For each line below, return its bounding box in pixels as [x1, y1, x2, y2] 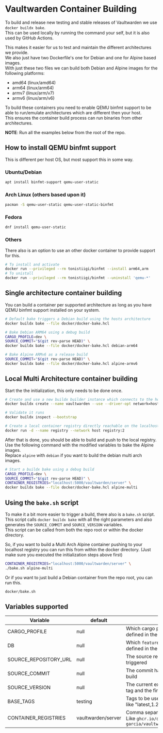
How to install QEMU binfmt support [5, 143, 116, 152]
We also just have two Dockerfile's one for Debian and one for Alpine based [5, 54, 156, 60]
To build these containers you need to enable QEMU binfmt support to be [5, 105, 152, 110]
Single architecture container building [5, 289, 122, 297]
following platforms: [5, 70, 45, 76]
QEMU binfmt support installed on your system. [5, 307, 100, 313]
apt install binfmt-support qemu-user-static [5, 180, 98, 185]
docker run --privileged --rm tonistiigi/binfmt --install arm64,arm [5, 267, 149, 271]
